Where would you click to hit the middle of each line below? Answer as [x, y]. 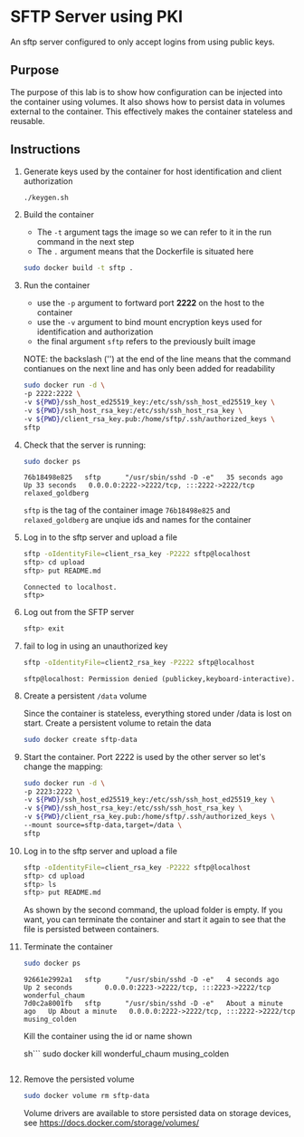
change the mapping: [63, 766]
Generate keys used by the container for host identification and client [152, 171]
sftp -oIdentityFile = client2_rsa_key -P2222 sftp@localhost [139, 662]
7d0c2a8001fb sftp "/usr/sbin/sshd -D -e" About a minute [153, 1004]
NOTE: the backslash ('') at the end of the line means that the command [157, 359]
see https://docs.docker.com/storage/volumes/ [111, 1123]
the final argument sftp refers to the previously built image [146, 342]
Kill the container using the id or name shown [108, 1036]
